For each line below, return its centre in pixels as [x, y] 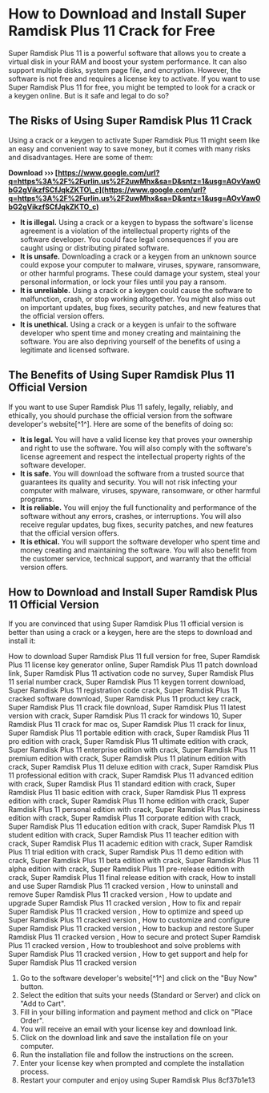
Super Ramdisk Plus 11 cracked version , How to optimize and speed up [126, 912]
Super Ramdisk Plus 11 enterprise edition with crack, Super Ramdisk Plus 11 [132, 750]
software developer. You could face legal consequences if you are [129, 239]
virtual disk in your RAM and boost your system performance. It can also [128, 62]
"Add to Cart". [43, 1004]
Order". [32, 1021]
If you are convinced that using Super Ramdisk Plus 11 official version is [126, 624]
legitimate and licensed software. [74, 350]
